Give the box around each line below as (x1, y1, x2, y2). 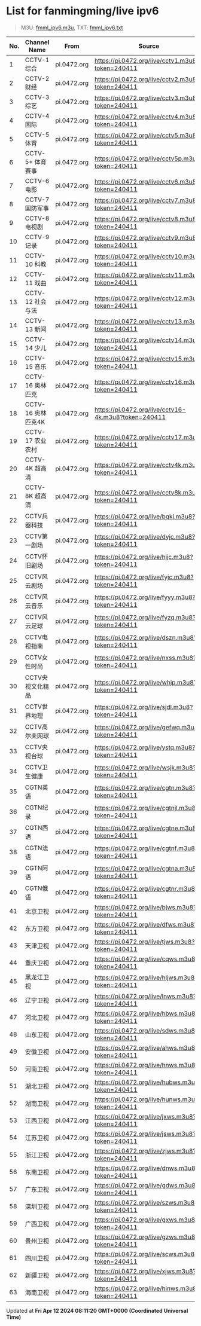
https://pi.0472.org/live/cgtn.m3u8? (95, 783, 196, 792)
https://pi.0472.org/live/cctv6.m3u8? (95, 178, 200, 186)
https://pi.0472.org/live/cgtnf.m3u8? (95, 844, 199, 853)
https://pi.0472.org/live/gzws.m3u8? (95, 1233, 199, 1241)
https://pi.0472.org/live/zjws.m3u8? (95, 1147, 196, 1155)
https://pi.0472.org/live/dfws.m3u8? (95, 920, 197, 928)
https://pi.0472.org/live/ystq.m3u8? (95, 743, 196, 751)
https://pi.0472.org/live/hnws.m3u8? (95, 1061, 199, 1069)
